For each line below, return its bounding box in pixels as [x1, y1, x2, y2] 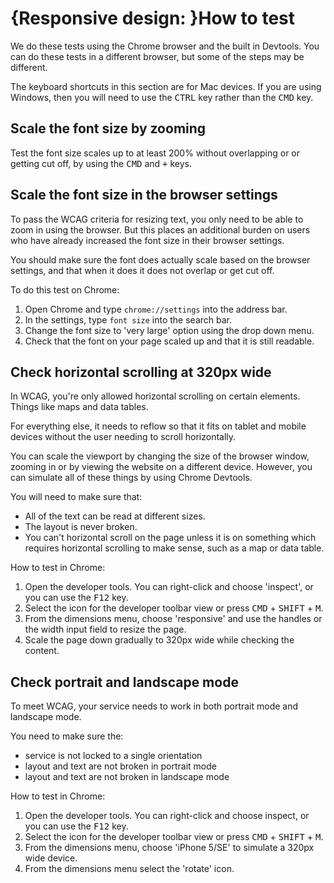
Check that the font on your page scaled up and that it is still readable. [24, 335, 315, 347]
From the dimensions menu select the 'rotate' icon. [24, 863, 235, 875]
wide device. [24, 852, 78, 864]
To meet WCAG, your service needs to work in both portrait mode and [10, 700, 299, 712]
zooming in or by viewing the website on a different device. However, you [10, 461, 313, 473]
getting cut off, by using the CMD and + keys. [10, 157, 193, 169]
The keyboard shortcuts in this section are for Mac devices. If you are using [10, 80, 322, 92]
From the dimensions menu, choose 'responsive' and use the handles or [24, 613, 323, 625]
